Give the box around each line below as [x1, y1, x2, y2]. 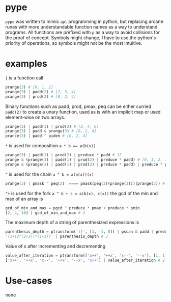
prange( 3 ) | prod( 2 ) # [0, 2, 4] [5, 94, 76, 99]
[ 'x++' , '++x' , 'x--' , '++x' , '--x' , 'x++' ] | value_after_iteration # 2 [5, 258, 165, 263]
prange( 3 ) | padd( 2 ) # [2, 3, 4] [5, 89, 76, 94]
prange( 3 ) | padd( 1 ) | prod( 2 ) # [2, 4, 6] [5, 124, 99, 129]
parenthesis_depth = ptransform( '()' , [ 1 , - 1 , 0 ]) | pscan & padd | [5, 229, 154, 234]
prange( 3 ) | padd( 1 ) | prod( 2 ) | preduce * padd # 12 [5, 152, 122, 158]
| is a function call [5, 74, 43, 80]
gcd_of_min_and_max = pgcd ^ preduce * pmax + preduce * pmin [5, 205, 140, 210]
